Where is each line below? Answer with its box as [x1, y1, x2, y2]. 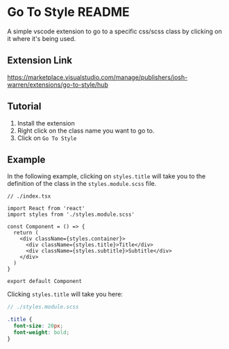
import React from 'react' [7, 205, 85, 212]
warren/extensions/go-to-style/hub [7, 80, 109, 89]
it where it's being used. [7, 34, 76, 42]
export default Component [7, 278, 82, 285]
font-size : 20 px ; [13, 323, 64, 330]
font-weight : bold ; [13, 329, 70, 336]
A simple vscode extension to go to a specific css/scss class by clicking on [7, 27, 222, 35]
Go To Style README [7, 4, 130, 20]
